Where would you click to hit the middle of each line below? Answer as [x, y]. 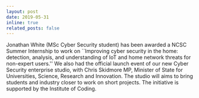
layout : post [22, 12]
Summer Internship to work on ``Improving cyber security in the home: [92, 51]
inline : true [22, 22]
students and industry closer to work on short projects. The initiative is [93, 83]
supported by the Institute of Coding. [51, 89]
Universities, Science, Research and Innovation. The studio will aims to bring [99, 76]
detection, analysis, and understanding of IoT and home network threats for [99, 57]
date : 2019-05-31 [28, 17]
